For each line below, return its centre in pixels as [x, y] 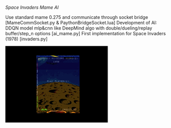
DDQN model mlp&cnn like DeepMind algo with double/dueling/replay [79, 28]
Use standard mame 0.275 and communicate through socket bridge [77, 17]
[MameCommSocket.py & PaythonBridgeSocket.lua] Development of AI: [81, 23]
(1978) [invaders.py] [26, 39]
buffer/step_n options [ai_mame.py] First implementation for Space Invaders [86, 33]
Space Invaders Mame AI [32, 7]
